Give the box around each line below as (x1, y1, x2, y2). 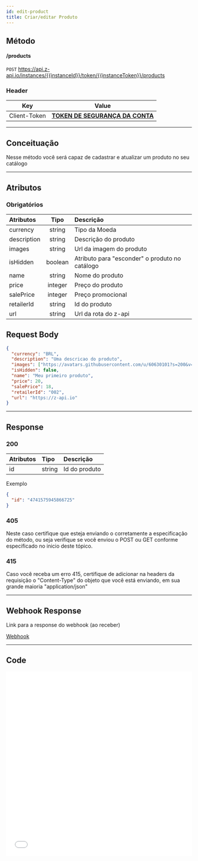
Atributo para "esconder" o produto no (74, 254, 181, 263)
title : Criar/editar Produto (6, 14, 78, 20)
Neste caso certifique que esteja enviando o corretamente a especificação (6, 529, 187, 537)
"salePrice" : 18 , (11, 384, 54, 389)
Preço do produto (74, 281, 123, 289)
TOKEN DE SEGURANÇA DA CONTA (51, 112, 154, 120)
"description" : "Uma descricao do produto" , (11, 356, 123, 362)
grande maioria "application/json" (6, 583, 88, 590)
